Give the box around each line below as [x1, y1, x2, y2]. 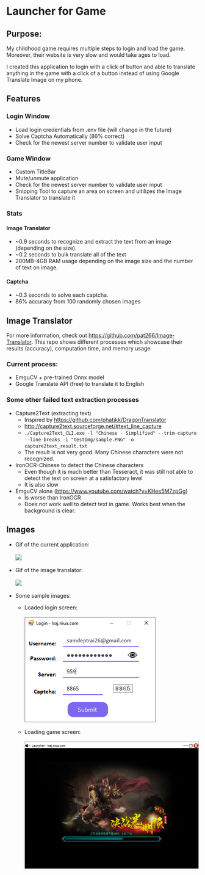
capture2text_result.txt [24, 443, 88, 449]
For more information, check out [6, 332, 87, 339]
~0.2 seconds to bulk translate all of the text [15, 251, 126, 258]
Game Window [6, 154, 51, 162]
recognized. [24, 455, 55, 462]
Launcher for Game [6, 4, 106, 18]
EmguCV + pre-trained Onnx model [15, 374, 105, 381]
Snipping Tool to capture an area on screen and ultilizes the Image [15, 187, 182, 195]
